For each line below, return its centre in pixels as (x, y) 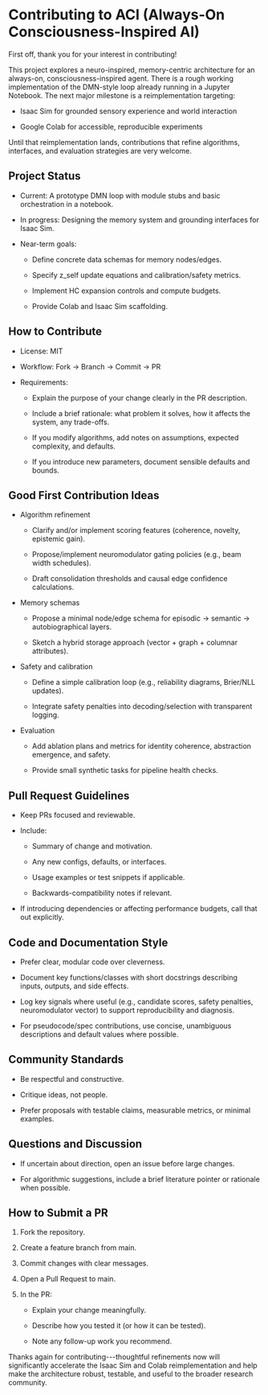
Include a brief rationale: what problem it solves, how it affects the (141, 413)
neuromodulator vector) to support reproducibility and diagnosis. (127, 1010)
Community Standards (66, 1060)
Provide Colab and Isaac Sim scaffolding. (100, 306)
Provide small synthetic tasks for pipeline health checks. (125, 770)
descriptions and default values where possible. (99, 1034)
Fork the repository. (53, 1232)
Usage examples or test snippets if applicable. (108, 877)
